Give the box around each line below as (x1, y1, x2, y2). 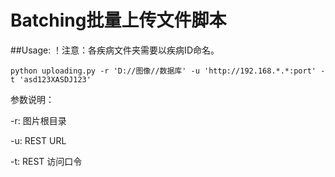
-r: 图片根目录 (10, 114, 67, 126)
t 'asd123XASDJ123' (10, 74, 92, 85)
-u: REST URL (10, 134, 67, 146)
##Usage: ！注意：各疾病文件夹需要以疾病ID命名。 (10, 44, 220, 56)
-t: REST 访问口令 (10, 155, 83, 167)
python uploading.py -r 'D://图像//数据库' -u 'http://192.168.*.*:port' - (10, 66, 326, 76)
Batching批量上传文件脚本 (10, 9, 227, 32)
